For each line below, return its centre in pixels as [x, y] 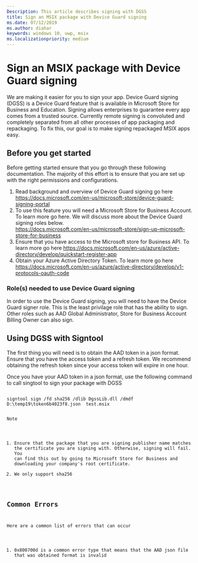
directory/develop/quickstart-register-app [66, 254]
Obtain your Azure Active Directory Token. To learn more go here [94, 260]
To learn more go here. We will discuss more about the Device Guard [99, 217]
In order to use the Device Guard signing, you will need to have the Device [97, 301]
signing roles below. [39, 222]
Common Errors [32, 504]
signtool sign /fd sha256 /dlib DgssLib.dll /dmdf [70, 399]
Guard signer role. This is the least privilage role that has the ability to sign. [98, 307]
